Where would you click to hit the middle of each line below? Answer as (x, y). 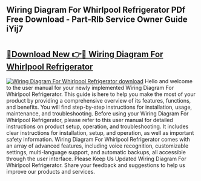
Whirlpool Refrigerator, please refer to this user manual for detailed (90, 120)
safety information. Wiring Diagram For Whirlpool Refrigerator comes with (98, 139)
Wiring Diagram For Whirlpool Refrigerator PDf (96, 10)
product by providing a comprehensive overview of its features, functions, (99, 101)
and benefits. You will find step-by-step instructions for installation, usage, (99, 107)
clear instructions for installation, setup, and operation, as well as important (100, 133)
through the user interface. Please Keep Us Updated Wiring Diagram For (96, 159)
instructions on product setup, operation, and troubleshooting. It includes (97, 126)
